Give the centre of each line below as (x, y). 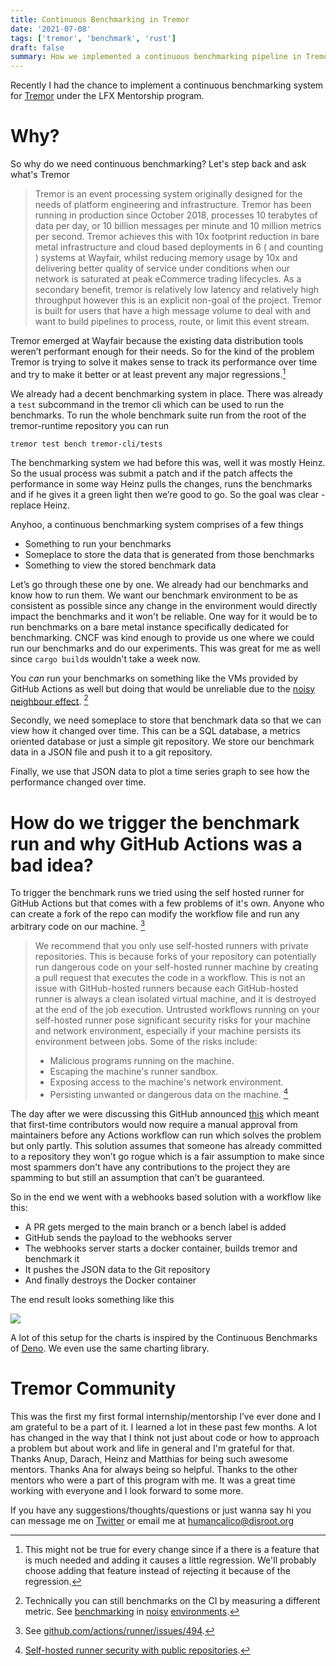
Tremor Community (93, 1388)
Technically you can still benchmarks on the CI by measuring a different (172, 1600)
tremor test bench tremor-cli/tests (86, 444)
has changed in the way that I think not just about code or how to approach (165, 1437)
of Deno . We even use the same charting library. (110, 1348)
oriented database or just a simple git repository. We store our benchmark (162, 742)
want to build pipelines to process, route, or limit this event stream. (172, 322)
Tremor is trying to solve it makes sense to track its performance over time (164, 362)
